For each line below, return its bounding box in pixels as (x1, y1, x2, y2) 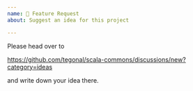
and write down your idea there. (7, 76, 99, 84)
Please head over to (7, 42, 65, 50)
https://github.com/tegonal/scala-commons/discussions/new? (7, 55, 186, 63)
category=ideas (7, 63, 53, 71)
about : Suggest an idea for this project (7, 17, 130, 24)
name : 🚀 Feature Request (7, 10, 79, 17)
